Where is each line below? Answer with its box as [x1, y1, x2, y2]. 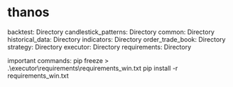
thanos [7, 4, 50, 21]
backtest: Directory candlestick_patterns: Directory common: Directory [7, 28, 215, 36]
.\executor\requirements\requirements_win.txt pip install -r [7, 64, 178, 72]
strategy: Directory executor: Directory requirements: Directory [7, 42, 192, 51]
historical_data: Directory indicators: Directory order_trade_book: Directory [7, 35, 226, 43]
